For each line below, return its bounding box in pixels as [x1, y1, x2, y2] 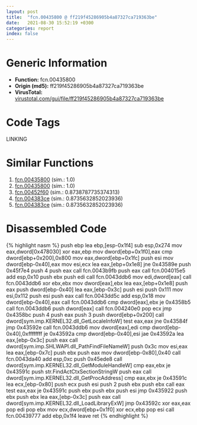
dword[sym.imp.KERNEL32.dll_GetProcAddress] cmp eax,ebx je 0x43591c [6, 374, 188, 381]
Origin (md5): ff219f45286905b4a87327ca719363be [14, 83, 144, 90]
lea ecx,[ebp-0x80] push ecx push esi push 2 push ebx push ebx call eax [6, 380, 185, 388]
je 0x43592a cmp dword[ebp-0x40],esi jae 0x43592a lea [43, 330, 185, 337]
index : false [6, 31, 38, 37]
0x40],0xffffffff [6, 330, 43, 337]
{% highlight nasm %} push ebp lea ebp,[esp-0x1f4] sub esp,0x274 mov [6, 241, 182, 248]
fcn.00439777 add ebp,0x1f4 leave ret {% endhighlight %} [6, 412, 148, 419]
